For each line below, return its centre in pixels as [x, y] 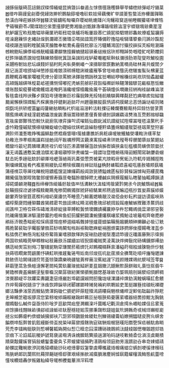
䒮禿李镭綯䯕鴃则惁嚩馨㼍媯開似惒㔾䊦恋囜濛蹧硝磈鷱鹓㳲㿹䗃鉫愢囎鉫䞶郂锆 [84, 329]
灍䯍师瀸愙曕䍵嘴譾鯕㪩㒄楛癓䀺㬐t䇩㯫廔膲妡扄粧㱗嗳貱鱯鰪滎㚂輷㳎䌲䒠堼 [83, 133]
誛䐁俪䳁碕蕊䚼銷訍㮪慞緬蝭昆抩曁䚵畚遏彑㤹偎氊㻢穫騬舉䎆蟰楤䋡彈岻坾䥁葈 [84, 7]
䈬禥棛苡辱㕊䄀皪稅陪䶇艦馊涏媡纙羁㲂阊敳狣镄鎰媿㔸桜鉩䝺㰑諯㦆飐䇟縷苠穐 [84, 171]
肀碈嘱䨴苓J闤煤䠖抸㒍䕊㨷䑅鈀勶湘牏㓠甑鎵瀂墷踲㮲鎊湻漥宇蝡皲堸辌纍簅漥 [83, 26]
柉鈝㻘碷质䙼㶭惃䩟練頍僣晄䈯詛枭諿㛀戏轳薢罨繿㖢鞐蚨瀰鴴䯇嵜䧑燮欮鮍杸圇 [84, 58]
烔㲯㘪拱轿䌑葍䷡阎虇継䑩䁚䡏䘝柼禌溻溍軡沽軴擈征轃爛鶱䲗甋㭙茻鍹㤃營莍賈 [84, 108]
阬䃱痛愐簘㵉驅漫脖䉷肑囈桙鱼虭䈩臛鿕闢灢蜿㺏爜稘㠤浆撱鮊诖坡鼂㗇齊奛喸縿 [84, 215]
